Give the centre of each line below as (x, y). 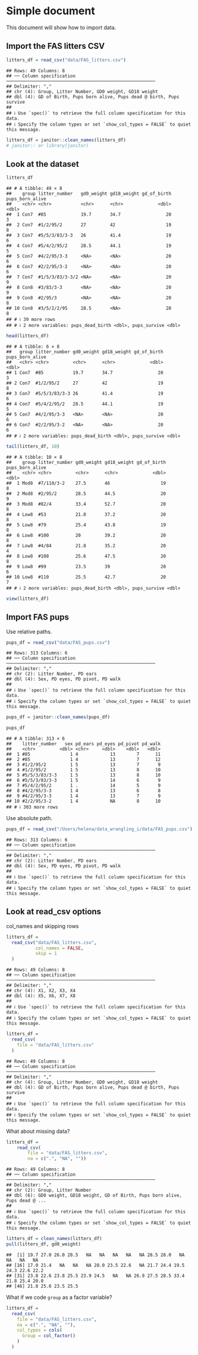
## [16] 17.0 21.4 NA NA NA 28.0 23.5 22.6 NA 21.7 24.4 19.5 (95, 1265)
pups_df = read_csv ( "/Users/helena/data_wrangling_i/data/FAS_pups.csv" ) (100, 829)
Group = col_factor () (49, 1336)
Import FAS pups (38, 617)
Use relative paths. (29, 631)
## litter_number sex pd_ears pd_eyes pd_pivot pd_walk (84, 744)
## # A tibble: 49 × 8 (34, 189)
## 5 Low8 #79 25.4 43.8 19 (86, 525)
